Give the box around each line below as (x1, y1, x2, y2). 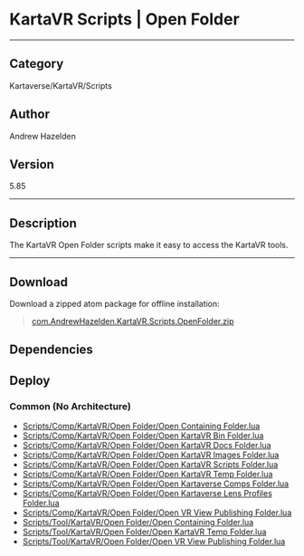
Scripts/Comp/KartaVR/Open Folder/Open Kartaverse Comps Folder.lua (22, 478, 290, 489)
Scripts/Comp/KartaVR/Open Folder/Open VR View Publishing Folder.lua (22, 507, 292, 518)
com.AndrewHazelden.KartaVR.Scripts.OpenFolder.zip (31, 316, 234, 326)
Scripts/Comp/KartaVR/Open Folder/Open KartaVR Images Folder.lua (22, 449, 280, 461)
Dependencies (9, 342, 93, 358)
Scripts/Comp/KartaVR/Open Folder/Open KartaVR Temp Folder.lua (22, 469, 273, 480)
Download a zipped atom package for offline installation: (9, 299, 220, 309)
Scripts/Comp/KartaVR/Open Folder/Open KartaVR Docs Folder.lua (22, 440, 271, 451)
